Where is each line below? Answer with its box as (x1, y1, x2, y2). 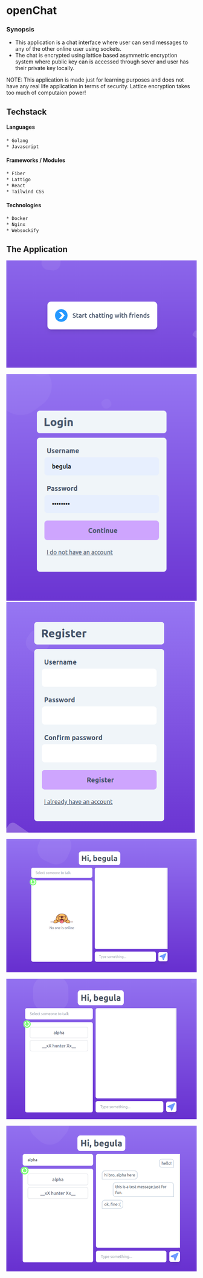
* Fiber (6, 170, 26, 177)
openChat (6, 4, 57, 18)
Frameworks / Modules (6, 157, 65, 164)
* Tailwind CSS (6, 189, 45, 195)
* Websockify (6, 228, 39, 234)
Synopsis (6, 25, 34, 34)
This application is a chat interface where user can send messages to (14, 39, 188, 46)
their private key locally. (14, 65, 74, 72)
